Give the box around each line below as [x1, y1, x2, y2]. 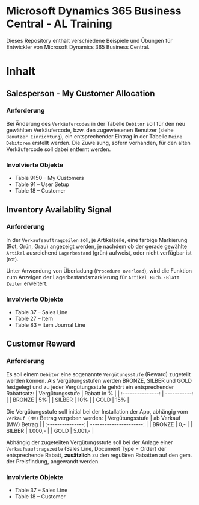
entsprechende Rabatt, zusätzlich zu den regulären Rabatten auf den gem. [6, 451, 192, 459]
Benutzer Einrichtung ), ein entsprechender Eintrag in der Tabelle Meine [6, 132, 182, 140]
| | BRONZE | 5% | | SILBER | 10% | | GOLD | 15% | [6, 396, 129, 403]
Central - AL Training [6, 17, 112, 31]
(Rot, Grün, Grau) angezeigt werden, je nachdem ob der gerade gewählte [6, 243, 188, 250]
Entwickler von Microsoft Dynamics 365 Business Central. [6, 43, 150, 51]
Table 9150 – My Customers [14, 175, 84, 182]
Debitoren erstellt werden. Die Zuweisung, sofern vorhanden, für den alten [6, 139, 191, 146]
